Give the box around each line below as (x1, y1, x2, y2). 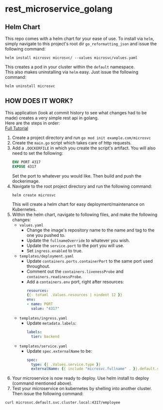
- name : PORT (26, 302, 53, 307)
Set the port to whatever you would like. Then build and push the (12, 173, 142, 178)
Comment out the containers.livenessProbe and (26, 268, 124, 274)
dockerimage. (12, 178, 40, 184)
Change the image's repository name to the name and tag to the (26, 227, 155, 233)
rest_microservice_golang (5, 3, 113, 15)
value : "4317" (31, 306, 60, 311)
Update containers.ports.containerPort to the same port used (26, 258, 153, 264)
